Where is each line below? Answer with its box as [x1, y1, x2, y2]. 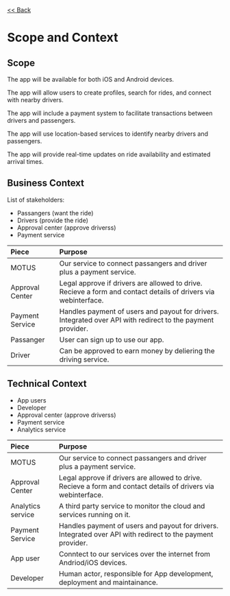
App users [16, 396, 47, 404]
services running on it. [59, 510, 131, 519]
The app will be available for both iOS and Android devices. [7, 75, 175, 83]
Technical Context [7, 378, 87, 390]
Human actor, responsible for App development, [59, 569, 214, 578]
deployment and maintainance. [59, 577, 159, 587]
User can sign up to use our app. [59, 335, 164, 344]
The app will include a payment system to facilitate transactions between [7, 109, 213, 117]
